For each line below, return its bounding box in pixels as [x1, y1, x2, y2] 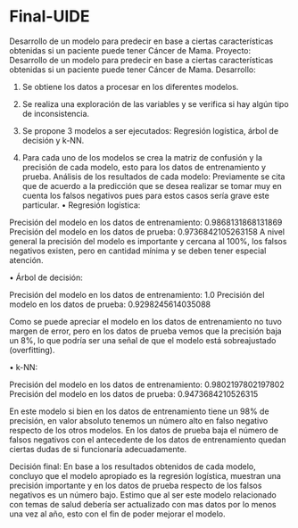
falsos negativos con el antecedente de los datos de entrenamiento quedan [9, 434, 287, 445]
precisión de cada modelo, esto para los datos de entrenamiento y [21, 161, 266, 172]
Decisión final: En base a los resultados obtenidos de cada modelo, [9, 461, 256, 472]
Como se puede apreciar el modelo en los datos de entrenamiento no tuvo [9, 316, 283, 326]
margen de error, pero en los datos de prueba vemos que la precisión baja [9, 326, 283, 336]
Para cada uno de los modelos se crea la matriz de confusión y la [21, 152, 263, 162]
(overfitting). [9, 344, 55, 355]
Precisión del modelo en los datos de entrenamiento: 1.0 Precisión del [9, 289, 265, 300]
